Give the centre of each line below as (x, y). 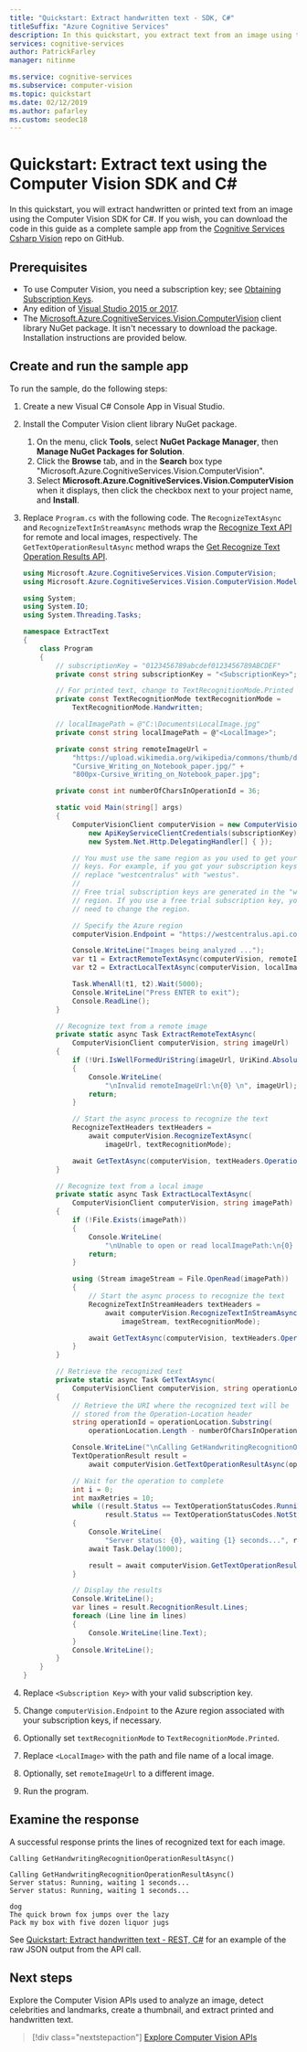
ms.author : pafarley (49, 111)
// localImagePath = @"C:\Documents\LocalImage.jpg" (159, 724)
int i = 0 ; (93, 1489)
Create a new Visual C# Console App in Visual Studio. (124, 406)
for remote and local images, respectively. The (110, 537)
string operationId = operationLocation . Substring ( (172, 1422)
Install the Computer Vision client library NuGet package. (130, 424)
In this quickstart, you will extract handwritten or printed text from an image (152, 209)
